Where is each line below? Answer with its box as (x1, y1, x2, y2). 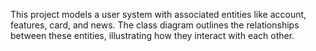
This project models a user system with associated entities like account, (10, 9, 307, 20)
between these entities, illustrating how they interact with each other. (10, 30, 295, 41)
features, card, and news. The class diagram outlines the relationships (10, 19, 300, 31)
